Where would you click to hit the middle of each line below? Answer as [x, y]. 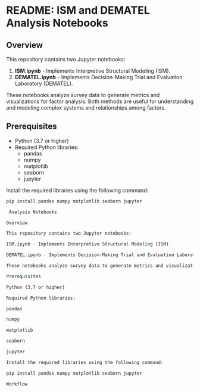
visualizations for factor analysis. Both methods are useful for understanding [100, 101]
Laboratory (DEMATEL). [44, 83]
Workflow [17, 384]
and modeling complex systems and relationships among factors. [86, 108]
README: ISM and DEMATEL [78, 10]
